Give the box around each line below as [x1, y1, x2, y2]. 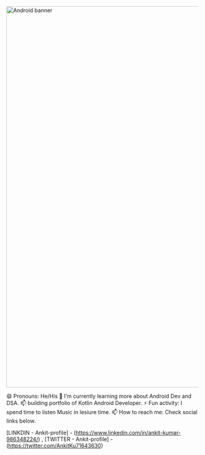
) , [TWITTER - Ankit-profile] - [38, 435, 113, 443]
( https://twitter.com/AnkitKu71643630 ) [6, 442, 104, 449]
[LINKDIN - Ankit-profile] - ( [6, 429, 76, 436]
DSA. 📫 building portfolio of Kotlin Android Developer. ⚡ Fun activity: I [6, 399, 182, 406]
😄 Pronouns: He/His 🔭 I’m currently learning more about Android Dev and [6, 393, 192, 399]
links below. [6, 417, 36, 425]
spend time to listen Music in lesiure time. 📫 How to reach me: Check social [6, 409, 198, 415]
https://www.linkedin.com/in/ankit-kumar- [75, 429, 181, 436]
